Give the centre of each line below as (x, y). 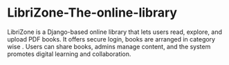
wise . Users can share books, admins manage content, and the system (109, 46)
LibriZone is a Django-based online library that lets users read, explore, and (115, 32)
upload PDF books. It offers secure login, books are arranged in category (111, 39)
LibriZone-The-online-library (92, 13)
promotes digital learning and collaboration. (69, 54)
